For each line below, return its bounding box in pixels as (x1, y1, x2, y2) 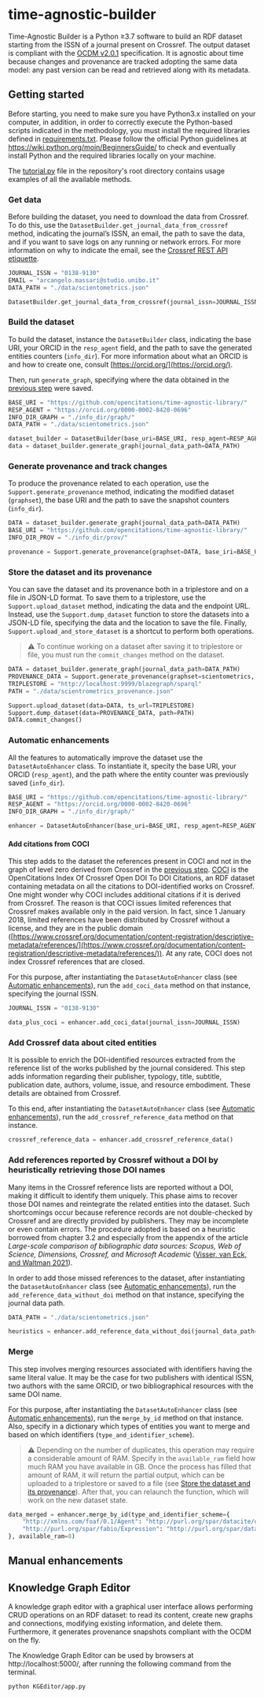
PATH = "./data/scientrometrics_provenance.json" (8, 687, 174, 695)
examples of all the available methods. (8, 174, 132, 184)
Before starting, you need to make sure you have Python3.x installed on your (8, 109, 256, 118)
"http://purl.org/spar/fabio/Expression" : (22, 1525, 163, 1533)
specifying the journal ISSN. (8, 989, 99, 999)
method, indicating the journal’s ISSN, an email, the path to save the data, (8, 229, 245, 238)
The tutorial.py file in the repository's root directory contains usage (8, 166, 225, 175)
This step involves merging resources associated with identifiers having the (8, 1364, 253, 1373)
